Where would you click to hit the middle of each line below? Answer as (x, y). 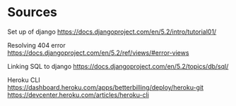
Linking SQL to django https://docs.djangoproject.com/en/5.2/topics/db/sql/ (118, 66)
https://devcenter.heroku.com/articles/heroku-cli (78, 95)
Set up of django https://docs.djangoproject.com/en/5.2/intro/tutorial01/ (112, 32)
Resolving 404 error (36, 45)
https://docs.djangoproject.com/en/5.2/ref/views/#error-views (98, 53)
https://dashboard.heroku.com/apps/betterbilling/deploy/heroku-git (105, 87)
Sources (33, 12)
